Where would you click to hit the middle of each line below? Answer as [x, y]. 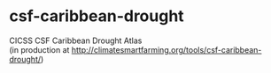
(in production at [39, 49]
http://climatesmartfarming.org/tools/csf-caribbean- [166, 49]
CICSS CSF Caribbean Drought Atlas [76, 40]
